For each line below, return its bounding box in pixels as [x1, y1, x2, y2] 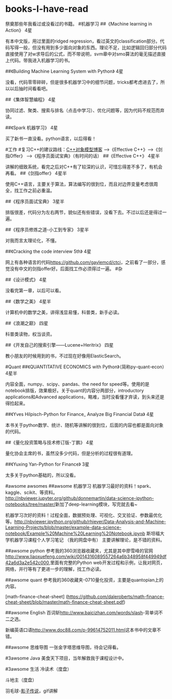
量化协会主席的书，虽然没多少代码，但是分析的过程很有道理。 [5, 450, 136, 456]
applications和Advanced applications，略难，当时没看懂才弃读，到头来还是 [5, 393, 165, 400]
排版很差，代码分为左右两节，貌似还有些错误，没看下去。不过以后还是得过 [5, 209, 162, 215]
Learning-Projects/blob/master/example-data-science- [5, 524, 122, 530]
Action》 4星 [5, 27, 32, 33]
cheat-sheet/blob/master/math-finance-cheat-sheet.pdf [5, 598, 124, 605]
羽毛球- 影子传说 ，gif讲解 [5, 688, 58, 694]
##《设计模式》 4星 [5, 276, 47, 283]
